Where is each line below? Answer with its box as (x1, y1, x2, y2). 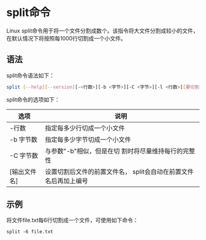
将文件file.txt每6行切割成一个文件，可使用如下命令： (6, 217, 139, 224)
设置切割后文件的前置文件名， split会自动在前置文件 (45, 167, 194, 176)
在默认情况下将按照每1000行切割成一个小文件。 (6, 34, 127, 42)
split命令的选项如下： (6, 96, 60, 103)
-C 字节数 (9, 151, 39, 160)
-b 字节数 (9, 135, 38, 144)
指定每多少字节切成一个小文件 (45, 135, 131, 144)
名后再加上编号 (45, 176, 88, 185)
